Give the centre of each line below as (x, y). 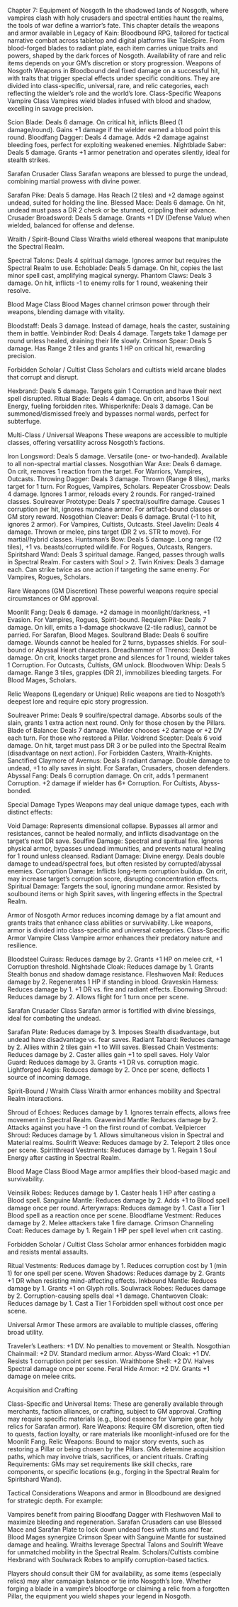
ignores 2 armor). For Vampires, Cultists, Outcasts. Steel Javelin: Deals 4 (113, 524)
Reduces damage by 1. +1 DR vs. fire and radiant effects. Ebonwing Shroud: (117, 989)
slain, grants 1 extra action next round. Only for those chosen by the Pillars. (117, 723)
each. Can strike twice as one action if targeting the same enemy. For (109, 569)
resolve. (19, 290)
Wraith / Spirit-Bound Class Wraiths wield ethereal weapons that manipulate (118, 239)
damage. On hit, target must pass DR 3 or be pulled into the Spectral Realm (117, 745)
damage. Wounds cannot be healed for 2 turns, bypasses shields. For (109, 642)
